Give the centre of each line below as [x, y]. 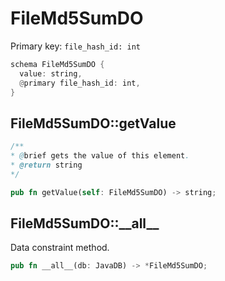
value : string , [51, 73]
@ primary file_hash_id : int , [80, 83]
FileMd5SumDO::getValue [93, 123]
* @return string [46, 165]
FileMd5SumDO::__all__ [85, 223]
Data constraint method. [60, 248]
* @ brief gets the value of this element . [100, 156]
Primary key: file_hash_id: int [75, 46]
